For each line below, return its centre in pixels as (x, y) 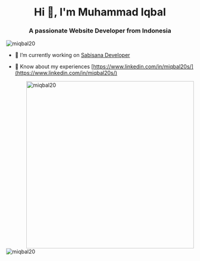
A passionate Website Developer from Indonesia (100, 31)
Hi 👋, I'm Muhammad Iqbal (100, 12)
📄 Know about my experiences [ (54, 67)
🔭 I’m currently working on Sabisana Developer (72, 55)
